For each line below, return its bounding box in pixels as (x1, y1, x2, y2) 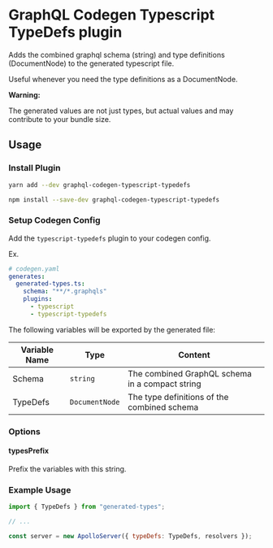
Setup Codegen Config (8, 215, 101, 226)
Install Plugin (8, 163, 61, 174)
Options (8, 425, 41, 437)
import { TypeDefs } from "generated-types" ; (8, 502, 165, 511)
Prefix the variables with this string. (8, 463, 127, 473)
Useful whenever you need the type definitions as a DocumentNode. (8, 74, 238, 84)
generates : (8, 272, 45, 281)
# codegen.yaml (8, 264, 60, 273)
